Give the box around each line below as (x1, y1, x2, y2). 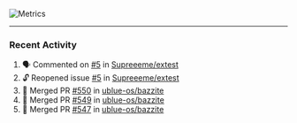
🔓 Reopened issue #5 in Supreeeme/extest (21, 73, 179, 83)
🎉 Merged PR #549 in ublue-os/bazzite (21, 95, 165, 105)
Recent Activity (9, 38, 78, 50)
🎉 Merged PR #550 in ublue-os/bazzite (21, 85, 164, 96)
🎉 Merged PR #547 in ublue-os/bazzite (21, 104, 164, 115)
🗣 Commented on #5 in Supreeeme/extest (21, 59, 179, 70)
